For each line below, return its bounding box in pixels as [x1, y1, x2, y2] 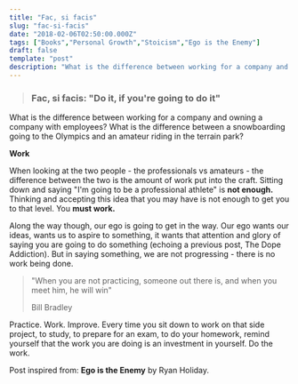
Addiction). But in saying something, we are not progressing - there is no [9, 249, 276, 260]
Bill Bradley [30, 302, 73, 313]
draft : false [9, 46, 58, 55]
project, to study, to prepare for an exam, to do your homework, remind [9, 329, 270, 340]
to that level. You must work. [9, 204, 116, 214]
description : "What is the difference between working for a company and [9, 63, 289, 72]
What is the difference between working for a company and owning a [9, 112, 263, 123]
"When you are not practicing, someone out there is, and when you [30, 276, 278, 286]
